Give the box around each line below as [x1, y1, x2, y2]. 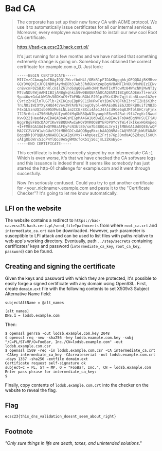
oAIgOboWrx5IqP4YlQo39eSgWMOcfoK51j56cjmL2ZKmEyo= [17, 137, 122, 142]
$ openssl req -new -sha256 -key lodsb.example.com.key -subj [5, 335, 134, 340]
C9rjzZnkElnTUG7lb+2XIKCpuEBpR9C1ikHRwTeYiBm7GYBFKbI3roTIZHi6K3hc [17, 98, 157, 104]
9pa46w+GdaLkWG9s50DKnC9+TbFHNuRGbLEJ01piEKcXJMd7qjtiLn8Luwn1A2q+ [17, 94, 157, 99]
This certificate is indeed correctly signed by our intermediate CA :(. [17, 149, 153, 156]
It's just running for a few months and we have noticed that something [17, 53, 158, 59]
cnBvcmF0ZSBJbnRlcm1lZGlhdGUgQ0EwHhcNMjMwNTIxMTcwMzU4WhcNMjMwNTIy [17, 86, 157, 90]
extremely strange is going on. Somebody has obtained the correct [17, 58, 152, 64]
